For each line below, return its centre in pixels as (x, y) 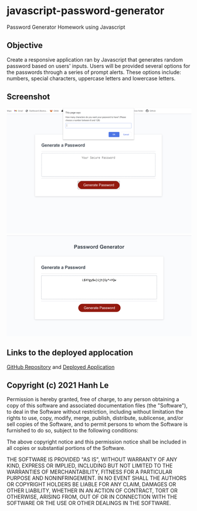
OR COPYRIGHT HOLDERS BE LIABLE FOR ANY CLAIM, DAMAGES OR (91, 485)
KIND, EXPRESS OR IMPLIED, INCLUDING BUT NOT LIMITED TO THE (90, 466)
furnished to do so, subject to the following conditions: (72, 431)
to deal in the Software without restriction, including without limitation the (95, 412)
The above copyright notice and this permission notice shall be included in (96, 442)
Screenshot (28, 97)
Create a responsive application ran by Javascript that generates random (95, 59)
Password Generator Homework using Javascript (66, 27)
